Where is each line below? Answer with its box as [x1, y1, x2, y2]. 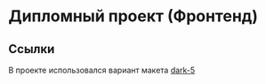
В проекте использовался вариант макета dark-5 [8, 65, 196, 75]
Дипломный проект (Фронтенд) [8, 6, 259, 27]
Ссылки [8, 42, 55, 57]
